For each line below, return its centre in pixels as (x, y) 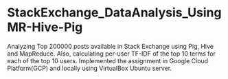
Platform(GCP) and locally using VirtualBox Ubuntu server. (90, 68)
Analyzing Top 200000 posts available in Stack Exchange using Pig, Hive (111, 46)
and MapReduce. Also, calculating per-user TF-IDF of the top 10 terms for (112, 54)
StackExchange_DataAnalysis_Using (114, 13)
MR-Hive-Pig (45, 27)
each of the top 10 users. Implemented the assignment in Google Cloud (107, 60)
